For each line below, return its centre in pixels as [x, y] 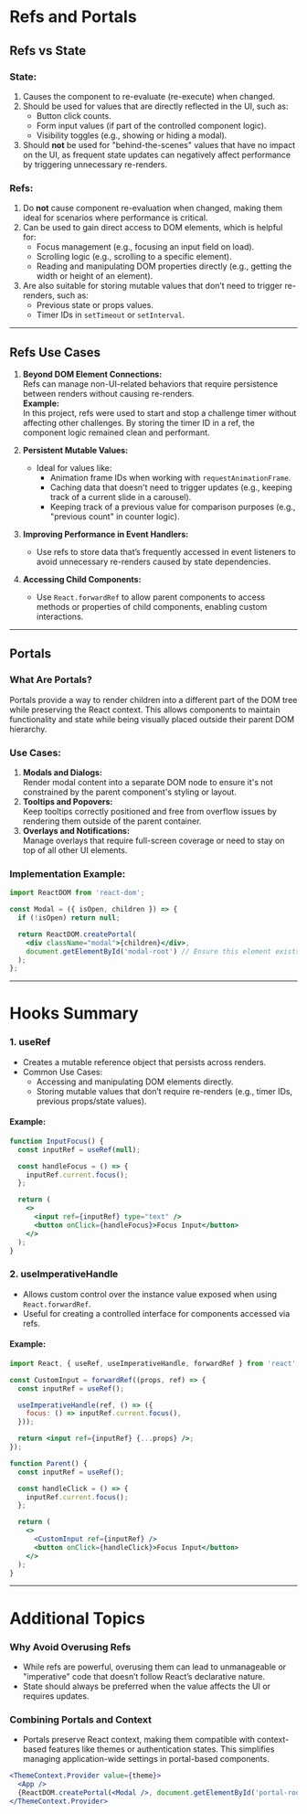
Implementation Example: [68, 873]
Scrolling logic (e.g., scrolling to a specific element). [134, 257]
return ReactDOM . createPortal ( [77, 934]
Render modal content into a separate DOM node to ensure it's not [148, 782]
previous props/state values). [91, 1101]
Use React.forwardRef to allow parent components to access [151, 597]
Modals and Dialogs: [63, 772]
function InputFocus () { [57, 1141]
